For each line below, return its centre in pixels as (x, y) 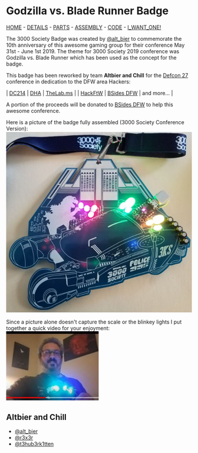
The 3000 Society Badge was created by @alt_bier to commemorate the (94, 38)
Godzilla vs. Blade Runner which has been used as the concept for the (91, 57)
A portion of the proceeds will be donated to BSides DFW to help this (90, 104)
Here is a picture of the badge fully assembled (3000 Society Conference (95, 122)
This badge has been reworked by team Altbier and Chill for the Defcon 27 (97, 75)
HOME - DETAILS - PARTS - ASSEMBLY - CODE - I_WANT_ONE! (84, 27)
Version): (17, 128)
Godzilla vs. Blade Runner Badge (88, 11)
